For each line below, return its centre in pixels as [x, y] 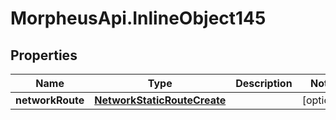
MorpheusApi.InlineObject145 [138, 18]
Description [264, 83]
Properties [44, 55]
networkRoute [50, 100]
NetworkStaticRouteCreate [160, 100]
